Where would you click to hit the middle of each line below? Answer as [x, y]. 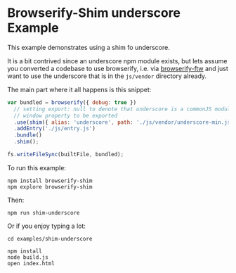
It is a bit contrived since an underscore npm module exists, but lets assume [117, 61]
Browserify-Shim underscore [94, 13]
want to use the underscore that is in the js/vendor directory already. [107, 76]
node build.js [28, 257]
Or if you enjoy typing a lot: [47, 226]
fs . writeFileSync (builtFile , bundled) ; [66, 155]
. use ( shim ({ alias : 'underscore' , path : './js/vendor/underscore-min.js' [124, 122]
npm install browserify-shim [50, 181]
